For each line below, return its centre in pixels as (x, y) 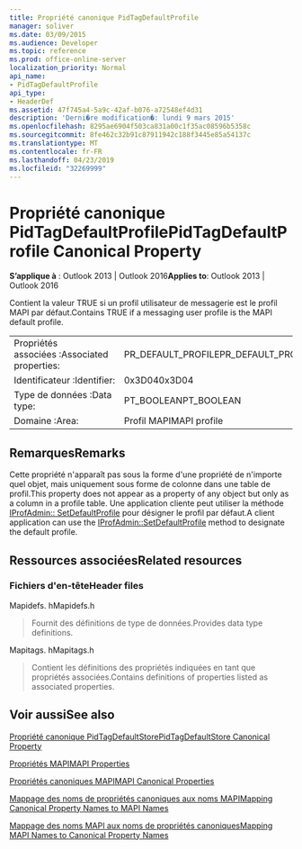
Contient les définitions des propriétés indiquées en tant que (143, 667)
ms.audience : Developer (54, 43)
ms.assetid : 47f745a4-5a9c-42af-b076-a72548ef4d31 (106, 110)
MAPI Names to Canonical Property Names (89, 835)
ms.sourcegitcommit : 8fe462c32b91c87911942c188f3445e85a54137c (130, 135)
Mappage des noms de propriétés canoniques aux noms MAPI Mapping (141, 799)
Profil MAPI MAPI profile (173, 421)
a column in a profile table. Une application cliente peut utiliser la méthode (147, 503)
